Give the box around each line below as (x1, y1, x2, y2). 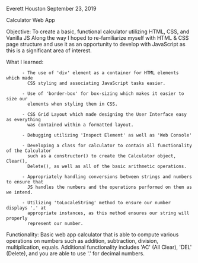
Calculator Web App (6, 17, 55, 23)
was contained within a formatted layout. (27, 122, 134, 128)
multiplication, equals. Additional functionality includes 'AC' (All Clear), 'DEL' (6, 243, 192, 251)
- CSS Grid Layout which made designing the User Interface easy (21, 112, 187, 118)
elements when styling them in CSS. (27, 101, 118, 107)
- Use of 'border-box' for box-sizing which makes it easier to (21, 91, 184, 97)
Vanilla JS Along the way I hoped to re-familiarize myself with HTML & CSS (6, 34, 189, 41)
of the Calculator (6, 148, 52, 154)
